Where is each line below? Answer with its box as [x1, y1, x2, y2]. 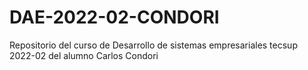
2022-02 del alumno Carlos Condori [9, 49, 159, 61]
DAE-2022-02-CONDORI [9, 6, 220, 29]
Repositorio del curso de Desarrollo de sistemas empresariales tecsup [9, 39, 298, 51]
